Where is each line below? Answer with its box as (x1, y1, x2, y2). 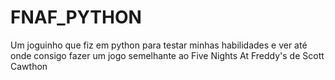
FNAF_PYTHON (10, 6, 142, 29)
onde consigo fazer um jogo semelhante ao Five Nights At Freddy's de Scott (10, 49, 325, 61)
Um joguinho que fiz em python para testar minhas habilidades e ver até (10, 39, 308, 51)
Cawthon (10, 60, 48, 72)
